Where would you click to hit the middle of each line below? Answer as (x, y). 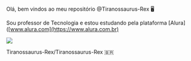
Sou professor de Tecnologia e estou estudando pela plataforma (87, 23)
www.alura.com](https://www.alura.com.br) (65, 29)
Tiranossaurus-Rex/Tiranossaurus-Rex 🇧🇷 (60, 52)
